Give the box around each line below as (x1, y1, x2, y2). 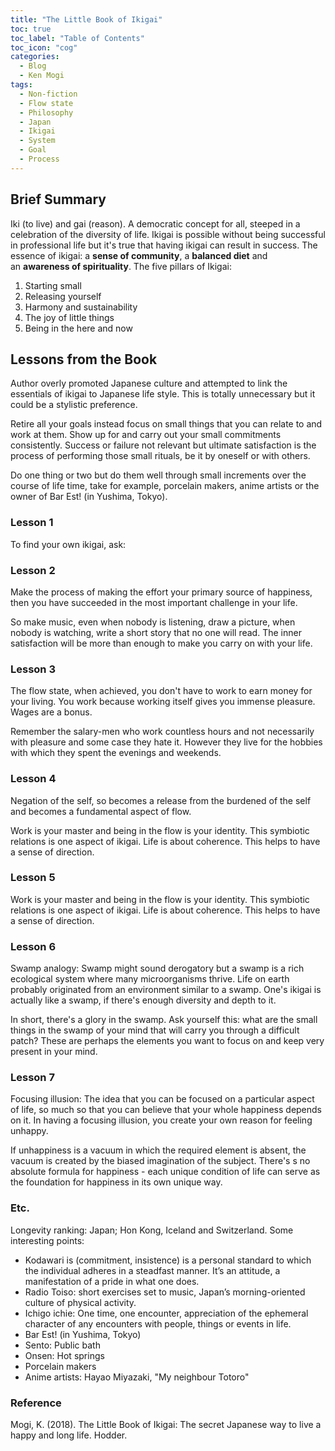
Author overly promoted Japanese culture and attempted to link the (10, 377, 288, 390)
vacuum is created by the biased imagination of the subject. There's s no (10, 1155, 311, 1167)
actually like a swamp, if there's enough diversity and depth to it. (10, 994, 277, 1006)
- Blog (19, 61, 47, 71)
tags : (10, 80, 33, 90)
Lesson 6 (10, 939, 57, 953)
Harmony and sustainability (24, 301, 138, 313)
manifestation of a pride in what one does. (24, 1275, 200, 1287)
